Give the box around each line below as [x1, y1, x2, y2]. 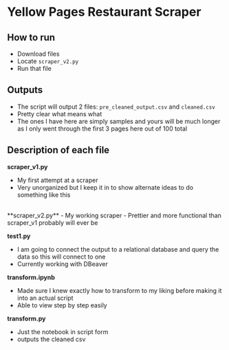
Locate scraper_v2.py [17, 57, 79, 65]
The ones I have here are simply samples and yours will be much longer [17, 117, 221, 125]
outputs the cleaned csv [17, 335, 86, 343]
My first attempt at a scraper [17, 176, 98, 184]
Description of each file [7, 144, 110, 156]
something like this [17, 190, 71, 199]
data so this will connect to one [17, 252, 106, 261]
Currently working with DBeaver [17, 259, 108, 268]
